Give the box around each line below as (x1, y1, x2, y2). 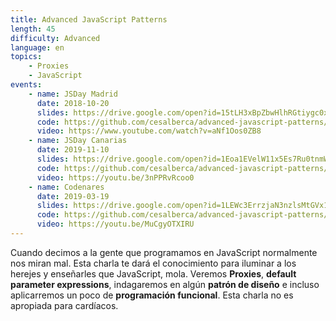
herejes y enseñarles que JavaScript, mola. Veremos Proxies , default (10, 267, 297, 280)
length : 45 (10, 24, 56, 34)
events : (10, 80, 43, 90)
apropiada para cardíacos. (10, 299, 119, 311)
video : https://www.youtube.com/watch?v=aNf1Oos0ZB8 (36, 126, 262, 136)
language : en (10, 42, 65, 53)
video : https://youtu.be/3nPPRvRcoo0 (36, 172, 195, 183)
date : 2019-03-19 (36, 191, 110, 201)
